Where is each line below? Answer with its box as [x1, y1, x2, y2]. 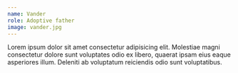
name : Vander [7, 10, 46, 18]
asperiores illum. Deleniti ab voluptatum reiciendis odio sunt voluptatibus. [7, 58, 222, 67]
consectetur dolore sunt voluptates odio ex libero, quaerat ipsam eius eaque [7, 50, 232, 59]
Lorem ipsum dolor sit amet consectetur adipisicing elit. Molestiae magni [7, 43, 221, 52]
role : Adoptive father [7, 17, 75, 24]
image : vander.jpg [7, 23, 62, 30]
